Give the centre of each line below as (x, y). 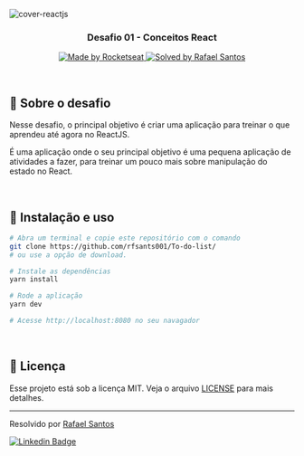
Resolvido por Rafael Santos (62, 423)
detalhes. (27, 397)
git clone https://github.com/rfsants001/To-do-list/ (113, 246)
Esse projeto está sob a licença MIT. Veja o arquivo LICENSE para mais (142, 388)
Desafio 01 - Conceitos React (152, 37)
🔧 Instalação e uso (62, 217)
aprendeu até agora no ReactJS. (70, 135)
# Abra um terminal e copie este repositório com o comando (125, 238)
